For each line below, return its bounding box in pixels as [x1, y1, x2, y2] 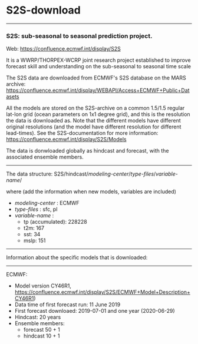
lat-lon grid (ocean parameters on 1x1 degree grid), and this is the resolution [6, 111, 190, 118]
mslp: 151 [23, 237, 46, 244]
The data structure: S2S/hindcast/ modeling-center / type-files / [6, 170, 156, 177]
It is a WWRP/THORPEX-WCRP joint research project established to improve [6, 57, 191, 64]
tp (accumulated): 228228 [23, 219, 87, 226]
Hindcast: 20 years [14, 313, 61, 321]
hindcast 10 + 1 [23, 332, 60, 339]
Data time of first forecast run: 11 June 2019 [14, 301, 121, 308]
